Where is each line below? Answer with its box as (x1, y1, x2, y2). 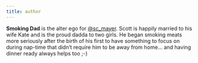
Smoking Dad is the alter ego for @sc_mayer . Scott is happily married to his (6, 25, 193, 32)
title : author (6, 8, 42, 15)
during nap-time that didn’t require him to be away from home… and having (6, 44, 191, 51)
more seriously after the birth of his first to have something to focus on (6, 37, 180, 44)
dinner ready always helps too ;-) (6, 49, 88, 57)
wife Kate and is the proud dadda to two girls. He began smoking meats (6, 31, 182, 38)
